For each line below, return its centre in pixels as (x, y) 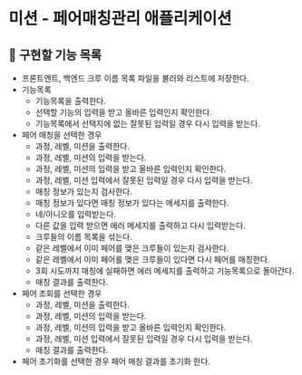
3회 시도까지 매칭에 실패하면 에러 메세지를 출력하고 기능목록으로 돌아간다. (165, 271)
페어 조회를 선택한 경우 (62, 293)
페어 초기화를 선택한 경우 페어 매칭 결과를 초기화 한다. (116, 361)
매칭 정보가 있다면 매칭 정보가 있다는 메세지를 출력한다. (132, 203)
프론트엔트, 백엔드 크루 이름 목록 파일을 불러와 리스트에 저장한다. (136, 78)
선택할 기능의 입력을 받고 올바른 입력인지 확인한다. (123, 112)
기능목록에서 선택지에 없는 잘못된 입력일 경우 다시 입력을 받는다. (147, 124)
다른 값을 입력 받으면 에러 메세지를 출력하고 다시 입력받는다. (141, 226)
